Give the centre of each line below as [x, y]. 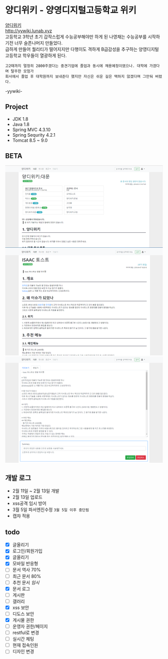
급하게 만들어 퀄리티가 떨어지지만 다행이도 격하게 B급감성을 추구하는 [71, 49]
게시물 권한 [23, 620]
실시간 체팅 [23, 639]
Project [17, 107]
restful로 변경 [26, 633]
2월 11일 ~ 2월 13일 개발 [36, 491]
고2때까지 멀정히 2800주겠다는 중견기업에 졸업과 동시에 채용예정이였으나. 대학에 [76, 66]
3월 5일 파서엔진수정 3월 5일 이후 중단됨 [50, 510]
